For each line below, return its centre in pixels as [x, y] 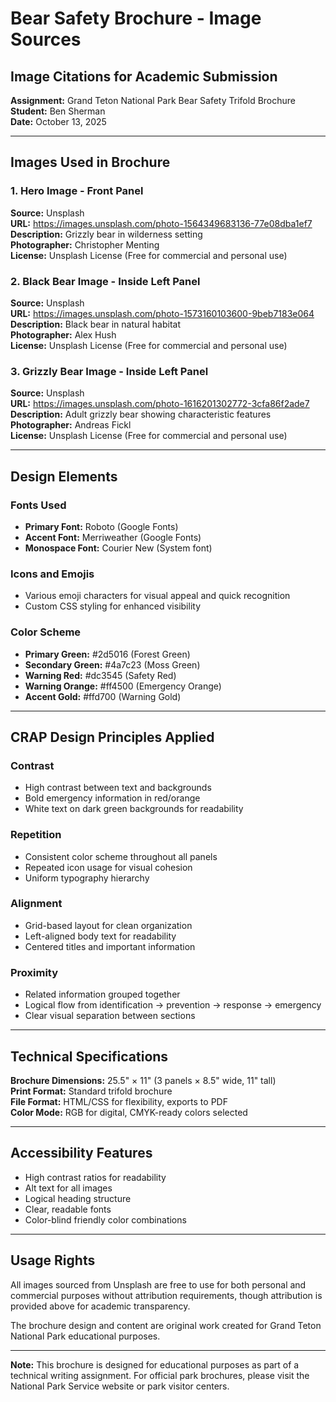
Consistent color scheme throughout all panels [121, 856]
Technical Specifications [89, 1056]
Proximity [34, 972]
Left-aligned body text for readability [100, 936]
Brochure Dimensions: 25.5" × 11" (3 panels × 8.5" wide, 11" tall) [143, 1080]
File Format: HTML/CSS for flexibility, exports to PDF [119, 1101]
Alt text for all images [68, 1188]
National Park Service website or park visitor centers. [120, 1386]
